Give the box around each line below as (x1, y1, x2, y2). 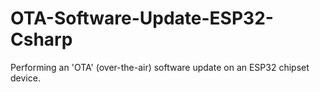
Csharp (10, 28, 73, 51)
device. (10, 72, 41, 84)
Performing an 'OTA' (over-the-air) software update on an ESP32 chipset (10, 61, 310, 73)
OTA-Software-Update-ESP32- (10, 7, 274, 30)
